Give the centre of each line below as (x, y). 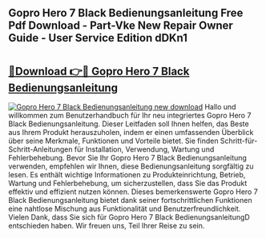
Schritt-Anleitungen (40, 149)
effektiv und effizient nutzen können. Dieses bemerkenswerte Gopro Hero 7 (133, 192)
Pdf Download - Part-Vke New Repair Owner (121, 26)
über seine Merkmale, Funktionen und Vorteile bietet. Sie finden (113, 141)
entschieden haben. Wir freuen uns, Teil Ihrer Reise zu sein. (107, 226)
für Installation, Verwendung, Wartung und (144, 149)
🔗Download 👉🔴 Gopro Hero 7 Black (99, 71)
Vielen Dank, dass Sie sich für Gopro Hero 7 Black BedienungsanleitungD (129, 217)
